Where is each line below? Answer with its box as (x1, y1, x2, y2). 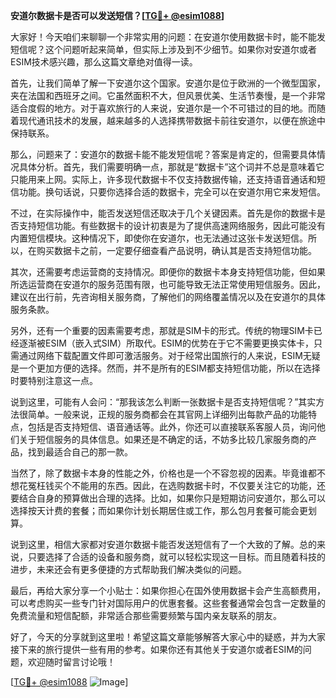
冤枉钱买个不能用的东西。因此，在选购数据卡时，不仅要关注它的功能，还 (27, 480, 326, 491)
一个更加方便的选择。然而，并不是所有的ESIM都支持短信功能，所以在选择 (18, 362, 321, 374)
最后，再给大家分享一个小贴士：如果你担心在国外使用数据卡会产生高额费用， (10, 585, 326, 596)
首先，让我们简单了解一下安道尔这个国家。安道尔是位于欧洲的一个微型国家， (10, 77, 326, 89)
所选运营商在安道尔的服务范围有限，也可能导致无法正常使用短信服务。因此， (10, 279, 326, 290)
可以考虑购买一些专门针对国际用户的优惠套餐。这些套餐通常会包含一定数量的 (10, 597, 326, 609)
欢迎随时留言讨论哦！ (27, 656, 116, 668)
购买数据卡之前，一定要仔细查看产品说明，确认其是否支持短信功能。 (36, 245, 317, 256)
